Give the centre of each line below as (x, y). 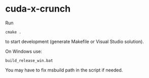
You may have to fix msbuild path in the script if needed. (64, 70)
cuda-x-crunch (38, 9)
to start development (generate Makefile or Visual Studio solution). (75, 42)
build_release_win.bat (29, 61)
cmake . (13, 32)
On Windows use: (24, 51)
